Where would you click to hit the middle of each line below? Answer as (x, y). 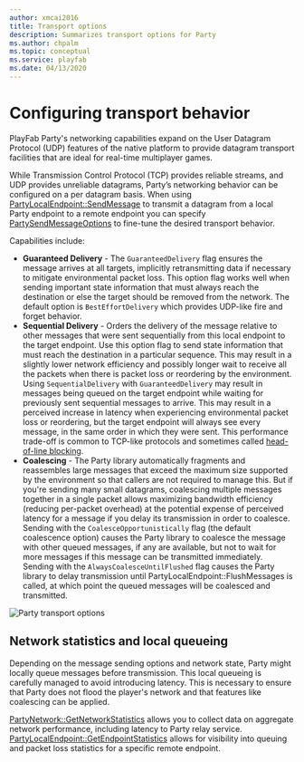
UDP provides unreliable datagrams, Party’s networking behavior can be (144, 184)
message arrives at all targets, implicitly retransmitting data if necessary (157, 267)
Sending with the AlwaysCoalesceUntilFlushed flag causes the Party (148, 566)
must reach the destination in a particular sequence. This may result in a (157, 354)
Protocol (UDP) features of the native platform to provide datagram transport (152, 148)
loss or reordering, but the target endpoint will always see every (141, 421)
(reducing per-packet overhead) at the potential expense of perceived (153, 508)
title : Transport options (58, 26)
